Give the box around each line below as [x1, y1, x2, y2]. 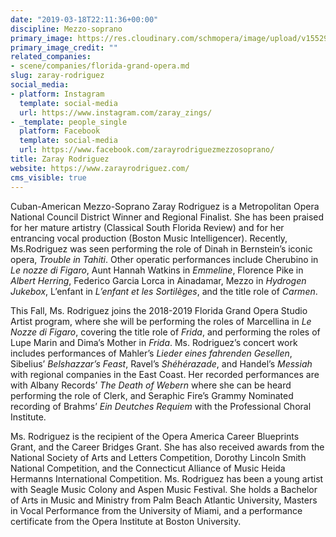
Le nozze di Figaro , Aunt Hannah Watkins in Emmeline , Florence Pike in [10, 264, 304, 276]
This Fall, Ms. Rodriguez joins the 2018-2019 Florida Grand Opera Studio [10, 304, 308, 316]
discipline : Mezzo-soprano [10, 24, 123, 34]
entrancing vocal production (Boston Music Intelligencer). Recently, [10, 232, 288, 244]
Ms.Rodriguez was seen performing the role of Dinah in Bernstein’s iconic [10, 242, 313, 255]
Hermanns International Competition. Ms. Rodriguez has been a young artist [10, 472, 324, 485]
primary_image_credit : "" [10, 42, 118, 53]
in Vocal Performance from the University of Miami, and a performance [10, 504, 303, 516]
